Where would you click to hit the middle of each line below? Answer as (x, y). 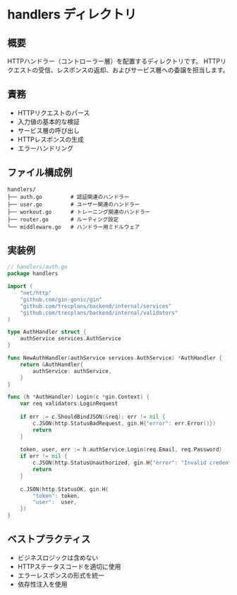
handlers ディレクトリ (72, 15)
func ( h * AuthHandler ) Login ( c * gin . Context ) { (79, 397)
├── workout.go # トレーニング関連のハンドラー (79, 212)
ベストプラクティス (49, 539)
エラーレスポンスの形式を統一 (61, 575)
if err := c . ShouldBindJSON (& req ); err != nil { (93, 417)
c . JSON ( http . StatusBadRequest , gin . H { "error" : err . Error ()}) (124, 423)
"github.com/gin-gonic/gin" (61, 299)
